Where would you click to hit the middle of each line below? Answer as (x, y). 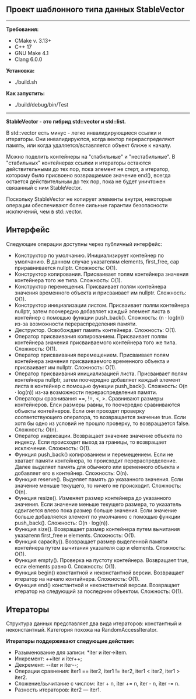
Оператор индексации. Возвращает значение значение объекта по (98, 436)
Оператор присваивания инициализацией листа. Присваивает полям (101, 374)
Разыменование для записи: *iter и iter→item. (71, 653)
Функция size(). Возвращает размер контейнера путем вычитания (97, 529)
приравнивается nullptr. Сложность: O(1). (66, 268)
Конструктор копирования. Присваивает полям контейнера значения (101, 274)
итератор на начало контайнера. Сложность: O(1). (77, 578)
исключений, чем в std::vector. (44, 211)
